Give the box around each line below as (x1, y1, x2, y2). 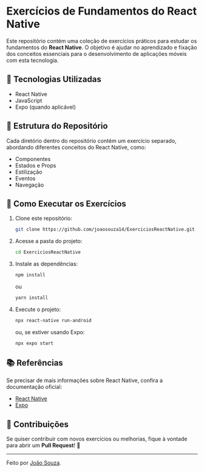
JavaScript (15, 97, 42, 104)
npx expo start (15, 340, 54, 346)
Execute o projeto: (15, 306, 61, 313)
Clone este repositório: (15, 214, 73, 222)
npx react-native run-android (15, 317, 92, 323)
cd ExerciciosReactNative (15, 249, 81, 256)
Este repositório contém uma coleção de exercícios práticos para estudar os (6, 37, 197, 44)
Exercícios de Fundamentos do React (6, 4, 197, 18)
